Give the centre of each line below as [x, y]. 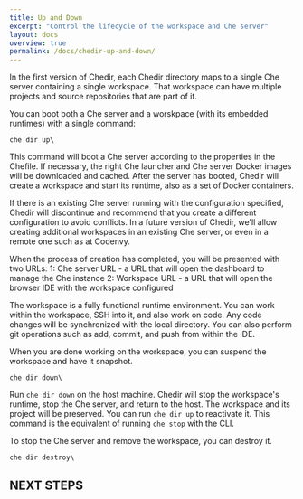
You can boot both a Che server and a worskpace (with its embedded [139, 114]
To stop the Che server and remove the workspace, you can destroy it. [141, 441]
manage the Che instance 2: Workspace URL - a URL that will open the [141, 278]
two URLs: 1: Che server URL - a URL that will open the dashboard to [137, 268]
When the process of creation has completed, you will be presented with [145, 259]
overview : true [38, 43]
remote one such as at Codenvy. [70, 241]
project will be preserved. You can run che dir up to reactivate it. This [140, 414]
